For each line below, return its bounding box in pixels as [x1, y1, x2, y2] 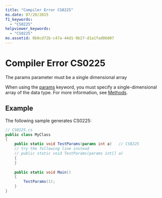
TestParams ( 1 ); [23, 179, 56, 184]
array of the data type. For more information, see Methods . [5, 89, 128, 95]
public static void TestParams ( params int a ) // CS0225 [14, 141, 139, 147]
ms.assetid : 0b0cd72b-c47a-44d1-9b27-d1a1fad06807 [5, 36, 114, 41]
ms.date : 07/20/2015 [5, 12, 49, 17]
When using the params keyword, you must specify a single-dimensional [5, 84, 157, 90]
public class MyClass [5, 132, 51, 137]
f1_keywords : [5, 17, 33, 22]
